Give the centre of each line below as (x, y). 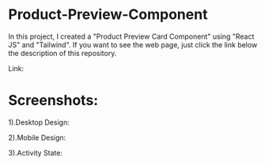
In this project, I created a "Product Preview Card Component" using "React (131, 36)
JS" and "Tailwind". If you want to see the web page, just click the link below (133, 44)
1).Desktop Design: (39, 122)
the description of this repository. (62, 53)
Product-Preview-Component (108, 15)
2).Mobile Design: (37, 137)
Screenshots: (53, 101)
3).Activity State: (36, 152)
